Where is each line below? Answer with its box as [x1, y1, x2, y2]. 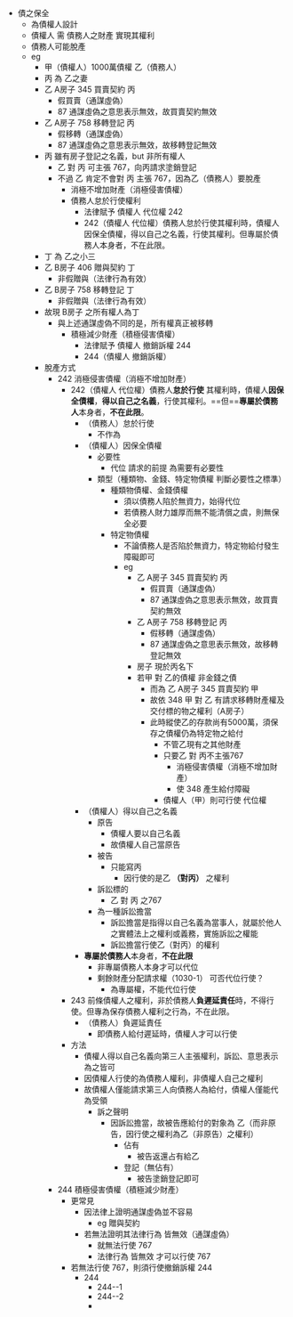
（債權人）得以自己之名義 [83, 806, 178, 817]
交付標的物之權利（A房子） [149, 706, 249, 716]
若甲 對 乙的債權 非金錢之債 [136, 672, 237, 683]
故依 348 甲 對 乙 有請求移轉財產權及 [149, 695, 285, 705]
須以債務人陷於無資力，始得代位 [123, 496, 242, 506]
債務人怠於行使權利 [70, 195, 141, 206]
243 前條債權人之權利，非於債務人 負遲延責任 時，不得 [70, 996, 266, 1005]
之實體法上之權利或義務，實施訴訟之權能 [110, 929, 259, 939]
